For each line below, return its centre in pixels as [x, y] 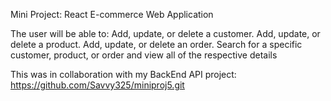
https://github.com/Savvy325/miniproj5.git [97, 85]
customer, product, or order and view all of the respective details [144, 55]
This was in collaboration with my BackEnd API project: [123, 74]
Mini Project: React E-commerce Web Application [112, 14]
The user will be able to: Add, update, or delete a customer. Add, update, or [165, 33]
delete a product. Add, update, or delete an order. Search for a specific [156, 44]
